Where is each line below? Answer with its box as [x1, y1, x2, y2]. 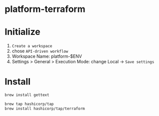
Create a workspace [11, 44, 53, 49]
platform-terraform [4, 3, 85, 15]
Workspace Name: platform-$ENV [11, 53, 82, 59]
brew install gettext [4, 93, 50, 98]
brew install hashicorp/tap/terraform [4, 106, 85, 111]
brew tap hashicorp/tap [4, 101, 54, 107]
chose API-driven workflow [11, 48, 68, 54]
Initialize [4, 26, 41, 38]
